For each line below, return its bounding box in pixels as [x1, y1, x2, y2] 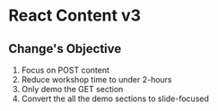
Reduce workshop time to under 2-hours [21, 74, 172, 85]
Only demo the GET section [21, 84, 124, 94]
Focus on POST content [21, 64, 109, 75]
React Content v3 [8, 5, 141, 26]
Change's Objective [8, 41, 122, 56]
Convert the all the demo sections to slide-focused [21, 93, 210, 104]
